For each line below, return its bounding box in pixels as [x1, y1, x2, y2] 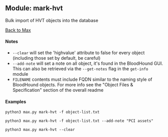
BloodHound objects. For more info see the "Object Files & [12, 82, 133, 88]
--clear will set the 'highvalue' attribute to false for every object [12, 50, 145, 56]
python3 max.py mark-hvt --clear [5, 127, 75, 132]
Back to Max [5, 27, 31, 33]
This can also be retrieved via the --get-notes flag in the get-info [12, 66, 148, 72]
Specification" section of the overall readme [12, 87, 104, 93]
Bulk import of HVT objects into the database [5, 17, 99, 23]
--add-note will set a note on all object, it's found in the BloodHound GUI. [12, 60, 163, 67]
